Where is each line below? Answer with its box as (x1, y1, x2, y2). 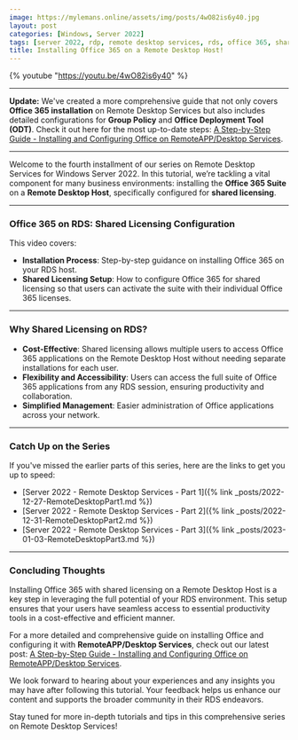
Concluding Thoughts (9, 564, 106, 577)
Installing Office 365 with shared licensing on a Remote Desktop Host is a (9, 585, 278, 595)
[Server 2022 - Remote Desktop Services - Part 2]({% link (21, 506, 235, 516)
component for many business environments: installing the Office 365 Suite (9, 178, 286, 189)
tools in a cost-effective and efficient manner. (9, 613, 176, 624)
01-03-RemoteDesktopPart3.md (21, 534, 139, 545)
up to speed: (9, 469, 56, 480)
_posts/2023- (236, 524, 286, 535)
